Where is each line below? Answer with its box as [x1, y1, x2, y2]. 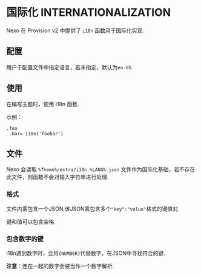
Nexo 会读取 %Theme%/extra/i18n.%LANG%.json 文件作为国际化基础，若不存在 [6, 166, 196, 173]
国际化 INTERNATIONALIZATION [6, 5, 171, 19]
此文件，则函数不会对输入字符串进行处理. [6, 174, 109, 181]
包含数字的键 [6, 234, 44, 243]
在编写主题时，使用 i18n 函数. [6, 100, 79, 107]
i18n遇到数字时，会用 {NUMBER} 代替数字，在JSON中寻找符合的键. [6, 250, 165, 257]
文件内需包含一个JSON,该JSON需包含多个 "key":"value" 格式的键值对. [6, 205, 180, 212]
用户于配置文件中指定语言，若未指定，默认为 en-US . [6, 63, 133, 70]
